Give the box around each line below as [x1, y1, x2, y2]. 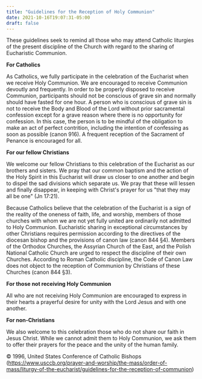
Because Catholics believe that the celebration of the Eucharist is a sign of [6, 204, 191, 212]
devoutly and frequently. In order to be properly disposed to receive [6, 86, 175, 93]
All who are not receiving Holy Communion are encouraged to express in [6, 292, 187, 299]
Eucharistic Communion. [6, 50, 68, 57]
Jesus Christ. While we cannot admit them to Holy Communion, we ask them [6, 335, 197, 342]
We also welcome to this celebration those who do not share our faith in [6, 328, 185, 335]
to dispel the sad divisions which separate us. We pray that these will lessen [6, 180, 195, 187]
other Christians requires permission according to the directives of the [6, 230, 181, 238]
